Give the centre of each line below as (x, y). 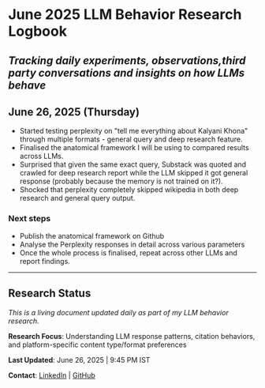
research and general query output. (77, 198)
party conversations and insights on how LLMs (127, 73)
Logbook (37, 31)
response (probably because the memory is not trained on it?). (121, 181)
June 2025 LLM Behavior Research (125, 15)
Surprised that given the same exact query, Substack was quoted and (133, 164)
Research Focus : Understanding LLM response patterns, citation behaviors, (132, 336)
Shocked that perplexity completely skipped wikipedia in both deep (129, 190)
